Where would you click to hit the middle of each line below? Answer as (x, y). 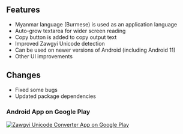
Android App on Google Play (48, 112)
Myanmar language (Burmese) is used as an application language (96, 24)
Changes (23, 75)
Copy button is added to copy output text (66, 37)
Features (23, 10)
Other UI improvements (44, 56)
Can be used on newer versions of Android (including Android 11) (95, 50)
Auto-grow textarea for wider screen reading (70, 31)
